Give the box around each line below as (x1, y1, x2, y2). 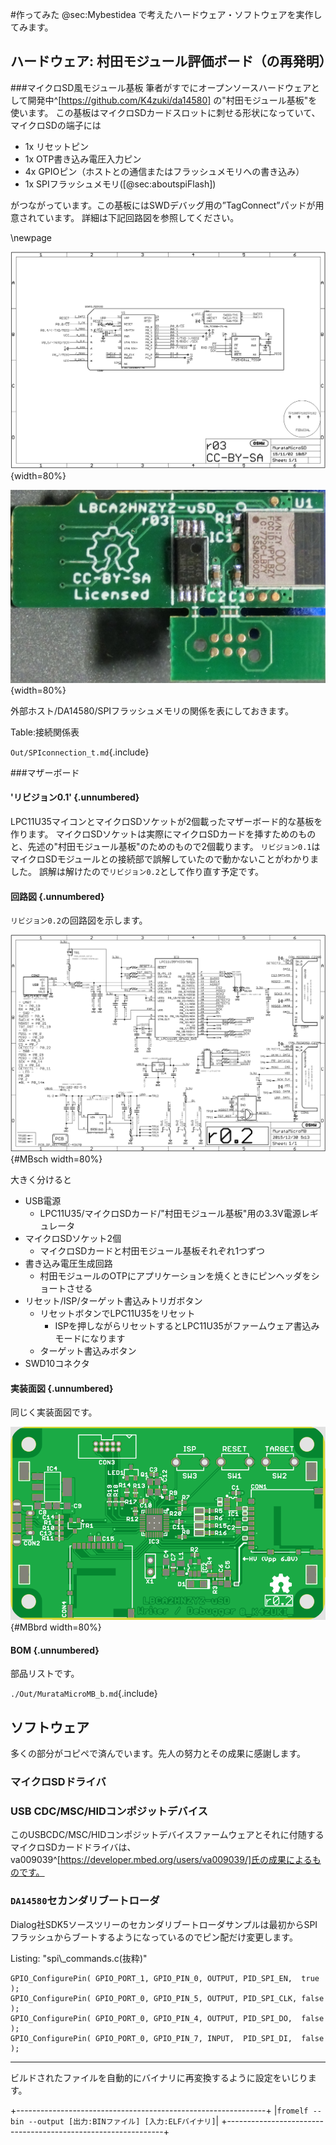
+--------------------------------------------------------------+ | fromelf (10, 2104, 309, 2116)
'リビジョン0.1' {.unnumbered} (10, 791, 140, 803)
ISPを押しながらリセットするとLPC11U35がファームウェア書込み (54, 1320, 320, 1332)
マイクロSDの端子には (10, 119, 102, 131)
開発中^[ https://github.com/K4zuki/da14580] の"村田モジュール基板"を (27, 94, 318, 106)
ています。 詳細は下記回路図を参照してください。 (36, 211, 240, 223)
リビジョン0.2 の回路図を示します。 (10, 914, 148, 927)
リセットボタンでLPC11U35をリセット (39, 1308, 196, 1320)
